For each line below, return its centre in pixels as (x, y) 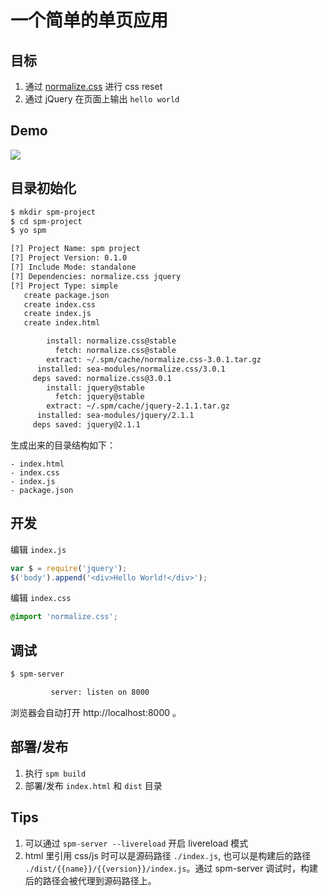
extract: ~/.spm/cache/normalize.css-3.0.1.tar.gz (154, 359)
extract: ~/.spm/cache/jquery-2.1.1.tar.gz (138, 406)
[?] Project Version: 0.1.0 (69, 258)
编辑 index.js (38, 549)
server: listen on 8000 (100, 692)
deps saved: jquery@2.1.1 (86, 425)
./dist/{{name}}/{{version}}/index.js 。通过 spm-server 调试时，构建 (171, 868)
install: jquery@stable (95, 387)
